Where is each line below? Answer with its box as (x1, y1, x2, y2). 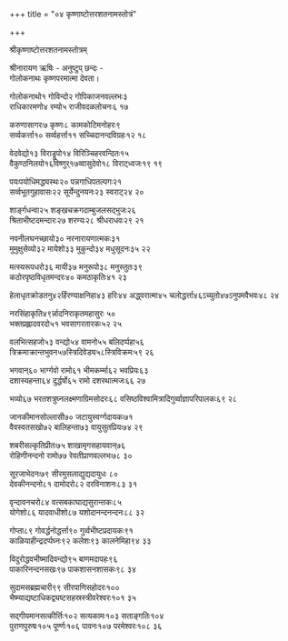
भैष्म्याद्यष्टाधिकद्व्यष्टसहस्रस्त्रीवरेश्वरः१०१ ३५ (9, 592, 137, 603)
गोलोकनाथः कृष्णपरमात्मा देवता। (9, 73, 100, 84)
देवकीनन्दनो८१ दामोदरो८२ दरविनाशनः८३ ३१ (9, 478, 138, 489)
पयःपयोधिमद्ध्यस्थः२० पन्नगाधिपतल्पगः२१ (9, 176, 123, 186)
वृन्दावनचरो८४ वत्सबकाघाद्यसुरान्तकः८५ (9, 496, 123, 507)
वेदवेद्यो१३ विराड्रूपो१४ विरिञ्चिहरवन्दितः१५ (9, 148, 130, 158)
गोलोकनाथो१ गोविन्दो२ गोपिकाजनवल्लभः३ (9, 91, 128, 102)
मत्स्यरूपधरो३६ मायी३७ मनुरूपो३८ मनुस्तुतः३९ (9, 262, 143, 272)
